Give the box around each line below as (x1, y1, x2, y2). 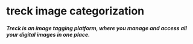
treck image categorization (6, 4, 145, 18)
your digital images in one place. (6, 31, 90, 38)
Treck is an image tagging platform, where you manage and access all (6, 24, 187, 31)
